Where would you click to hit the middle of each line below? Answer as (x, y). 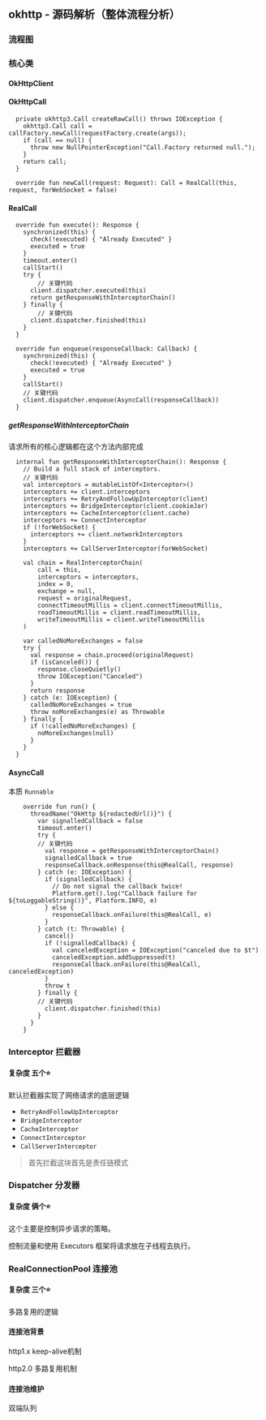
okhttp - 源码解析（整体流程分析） (94, 15)
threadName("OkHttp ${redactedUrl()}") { (101, 814)
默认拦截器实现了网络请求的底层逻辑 (69, 1095)
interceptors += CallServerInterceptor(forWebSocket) (116, 549)
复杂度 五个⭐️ (30, 1073)
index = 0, (56, 584)
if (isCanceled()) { (64, 663)
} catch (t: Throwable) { (82, 929)
